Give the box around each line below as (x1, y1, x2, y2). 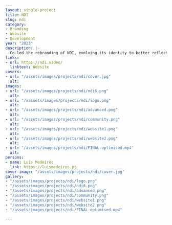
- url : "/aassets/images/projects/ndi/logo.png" (5, 98, 111, 103)
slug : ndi (5, 17, 27, 22)
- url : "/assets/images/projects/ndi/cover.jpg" (5, 74, 111, 79)
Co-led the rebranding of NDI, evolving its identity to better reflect (10, 50, 168, 55)
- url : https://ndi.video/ (5, 60, 63, 65)
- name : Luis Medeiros (5, 160, 54, 165)
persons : (5, 155, 24, 160)
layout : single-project (5, 7, 56, 13)
